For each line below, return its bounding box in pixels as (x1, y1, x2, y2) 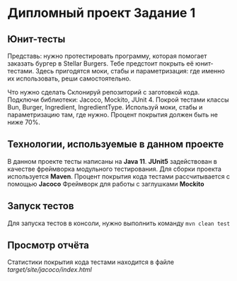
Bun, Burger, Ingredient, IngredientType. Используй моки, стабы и (7, 103, 203, 111)
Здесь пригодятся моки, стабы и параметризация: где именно (35, 67, 225, 75)
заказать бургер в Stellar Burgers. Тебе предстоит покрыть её (7, 59, 195, 68)
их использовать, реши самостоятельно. (7, 74, 132, 83)
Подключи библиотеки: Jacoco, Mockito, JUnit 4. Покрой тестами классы (7, 95, 229, 104)
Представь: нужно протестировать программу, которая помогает (7, 52, 207, 60)
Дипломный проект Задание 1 (7, 5, 196, 21)
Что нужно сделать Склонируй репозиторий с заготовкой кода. (7, 88, 200, 96)
